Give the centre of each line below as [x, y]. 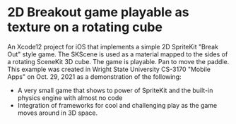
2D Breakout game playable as [98, 12]
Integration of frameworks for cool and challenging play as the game [117, 105]
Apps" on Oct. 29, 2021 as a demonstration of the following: [94, 76]
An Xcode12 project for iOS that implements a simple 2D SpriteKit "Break [113, 46]
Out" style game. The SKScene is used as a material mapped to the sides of [118, 54]
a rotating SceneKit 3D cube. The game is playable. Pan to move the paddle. [118, 61]
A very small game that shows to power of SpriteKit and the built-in [115, 90]
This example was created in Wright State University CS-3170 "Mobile [109, 69]
